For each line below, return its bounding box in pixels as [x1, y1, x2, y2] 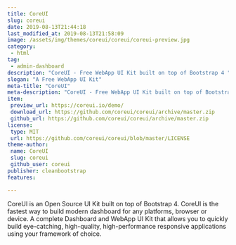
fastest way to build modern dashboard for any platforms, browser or [7, 207, 207, 215]
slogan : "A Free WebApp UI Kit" [7, 75, 102, 83]
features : [7, 174, 37, 181]
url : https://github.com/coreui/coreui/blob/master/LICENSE [10, 134, 190, 142]
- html [10, 50, 30, 57]
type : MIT [10, 128, 39, 135]
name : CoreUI [10, 148, 49, 155]
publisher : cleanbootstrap [7, 167, 86, 175]
